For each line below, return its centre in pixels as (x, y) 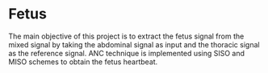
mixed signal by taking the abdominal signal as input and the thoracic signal (134, 44)
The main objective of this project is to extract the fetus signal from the (126, 36)
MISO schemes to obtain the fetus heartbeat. (83, 62)
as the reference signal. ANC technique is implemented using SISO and (126, 53)
